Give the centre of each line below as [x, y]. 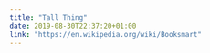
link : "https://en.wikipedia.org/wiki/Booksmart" [106, 34]
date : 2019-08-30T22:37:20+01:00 [73, 26]
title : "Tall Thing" [49, 18]
